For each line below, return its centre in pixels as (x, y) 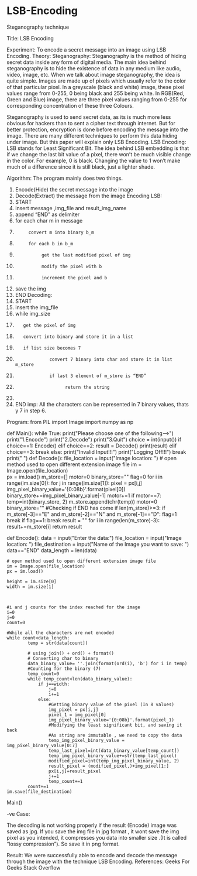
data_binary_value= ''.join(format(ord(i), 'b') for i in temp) (108, 663)
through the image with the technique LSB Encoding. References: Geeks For (98, 861)
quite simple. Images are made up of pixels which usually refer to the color (96, 81)
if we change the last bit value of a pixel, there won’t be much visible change (99, 154)
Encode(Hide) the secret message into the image (74, 189)
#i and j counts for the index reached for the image (74, 607)
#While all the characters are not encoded (61, 633)
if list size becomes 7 (52, 348)
